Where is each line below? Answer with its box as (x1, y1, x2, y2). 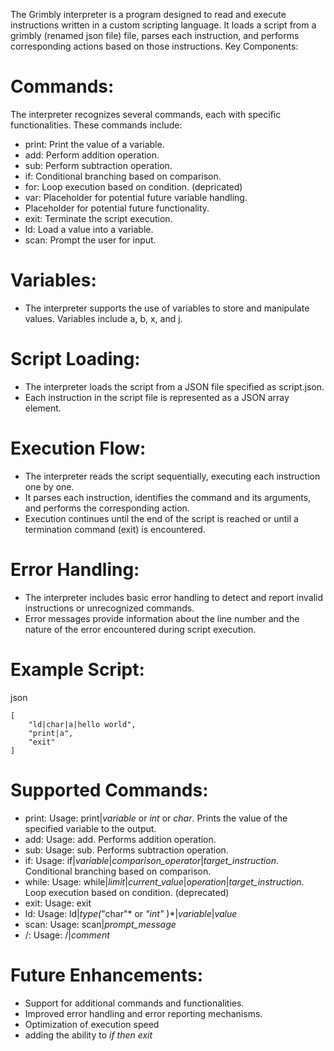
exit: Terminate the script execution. (24, 212, 173, 224)
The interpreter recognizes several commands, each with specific (10, 108, 282, 120)
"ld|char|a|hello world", (28, 719, 137, 729)
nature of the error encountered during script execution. (24, 623, 257, 635)
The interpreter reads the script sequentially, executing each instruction (24, 470, 321, 482)
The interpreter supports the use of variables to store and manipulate (24, 302, 310, 314)
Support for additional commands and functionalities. (24, 997, 245, 1009)
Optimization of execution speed (24, 1018, 160, 1030)
